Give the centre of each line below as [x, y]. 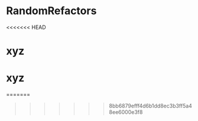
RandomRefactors [51, 11]
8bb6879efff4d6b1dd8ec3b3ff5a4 [150, 106]
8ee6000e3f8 [126, 112]
